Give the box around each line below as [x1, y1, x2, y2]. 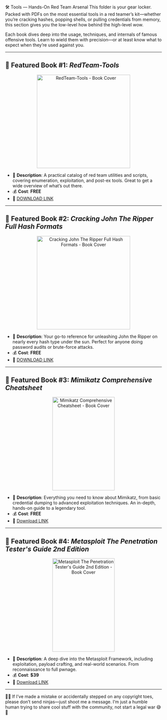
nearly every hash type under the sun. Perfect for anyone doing [12, 338, 143, 345]
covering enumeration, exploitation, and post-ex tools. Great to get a [12, 177, 153, 183]
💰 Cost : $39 [12, 672, 39, 678]
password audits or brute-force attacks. [12, 344, 94, 350]
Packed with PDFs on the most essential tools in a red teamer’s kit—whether [5, 11, 162, 17]
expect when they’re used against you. [5, 42, 84, 48]
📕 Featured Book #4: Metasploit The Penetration [5, 537, 158, 546]
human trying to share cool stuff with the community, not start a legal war [5, 704, 156, 710]
